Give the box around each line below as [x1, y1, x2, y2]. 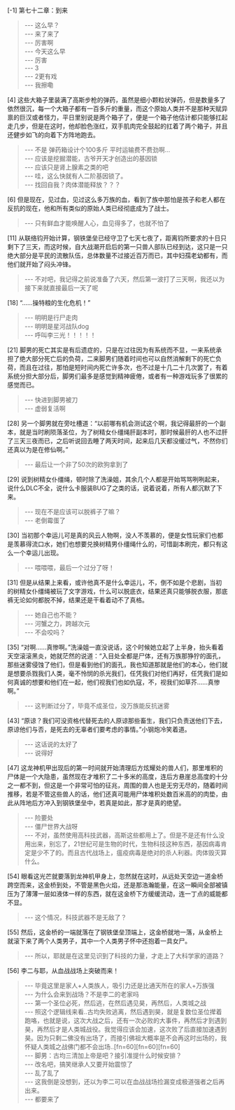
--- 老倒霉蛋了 [24, 516, 66, 525]
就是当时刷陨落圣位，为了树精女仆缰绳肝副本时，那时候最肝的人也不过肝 [19, 428, 228, 436]
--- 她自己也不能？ [24, 611, 78, 619]
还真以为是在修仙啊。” [7, 446, 69, 453]
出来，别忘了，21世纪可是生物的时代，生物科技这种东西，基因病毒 [30, 840, 222, 848]
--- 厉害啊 [24, 38, 54, 47]
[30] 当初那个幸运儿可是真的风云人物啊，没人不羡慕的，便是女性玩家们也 [7, 531, 218, 539]
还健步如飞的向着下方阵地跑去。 [7, 131, 99, 138]
